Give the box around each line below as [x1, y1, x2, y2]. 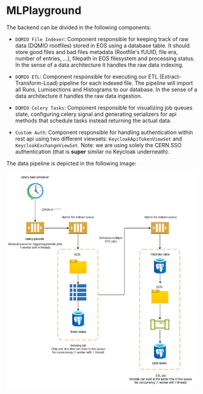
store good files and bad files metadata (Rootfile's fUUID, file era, [15, 48, 178, 55]
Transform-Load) [15, 79, 59, 87]
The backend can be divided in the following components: [6, 24, 151, 31]
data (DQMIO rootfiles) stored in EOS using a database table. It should [15, 42, 190, 49]
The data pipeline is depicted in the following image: [6, 159, 137, 167]
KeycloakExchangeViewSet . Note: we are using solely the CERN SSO [15, 141, 182, 149]
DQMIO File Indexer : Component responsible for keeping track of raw [15, 35, 189, 42]
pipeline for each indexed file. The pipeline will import [59, 79, 193, 87]
